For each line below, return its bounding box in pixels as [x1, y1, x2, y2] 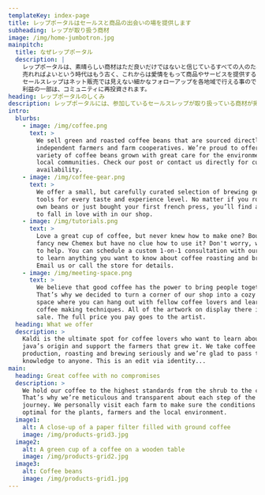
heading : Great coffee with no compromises [15, 372, 160, 380]
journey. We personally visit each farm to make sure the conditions [22, 401, 256, 410]
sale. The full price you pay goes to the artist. [36, 313, 207, 321]
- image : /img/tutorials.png [22, 217, 118, 225]
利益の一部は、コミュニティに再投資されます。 [22, 85, 151, 93]
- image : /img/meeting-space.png [22, 269, 132, 277]
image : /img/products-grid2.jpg [22, 452, 129, 461]
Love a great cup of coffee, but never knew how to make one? [36, 232, 245, 240]
